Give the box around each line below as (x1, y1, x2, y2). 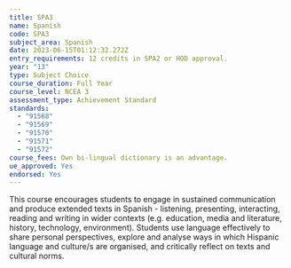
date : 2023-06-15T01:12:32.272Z (9, 46, 129, 55)
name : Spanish (9, 21, 62, 30)
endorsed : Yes (9, 169, 62, 178)
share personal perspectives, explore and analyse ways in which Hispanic (9, 232, 279, 242)
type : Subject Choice (9, 71, 90, 80)
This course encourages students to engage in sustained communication (9, 194, 277, 205)
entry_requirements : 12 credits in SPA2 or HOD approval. (9, 54, 228, 63)
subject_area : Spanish (9, 37, 93, 47)
